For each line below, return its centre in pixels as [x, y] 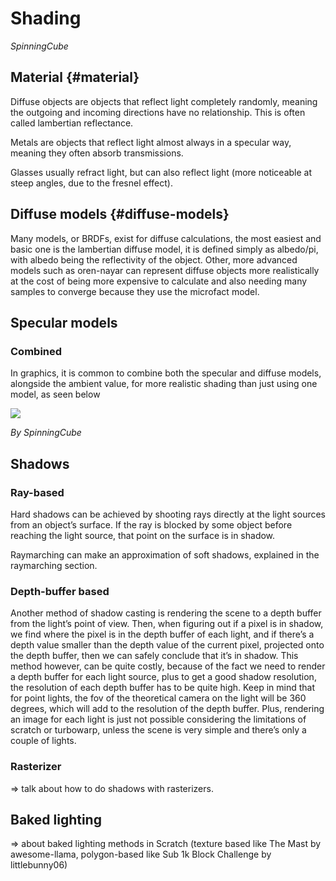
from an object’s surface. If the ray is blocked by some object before [151, 524]
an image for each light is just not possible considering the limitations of [158, 719]
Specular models [64, 322]
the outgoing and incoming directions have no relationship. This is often [158, 112]
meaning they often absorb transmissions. [97, 153]
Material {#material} [75, 77]
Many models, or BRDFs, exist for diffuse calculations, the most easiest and [166, 238]
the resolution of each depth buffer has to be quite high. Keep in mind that [163, 688]
